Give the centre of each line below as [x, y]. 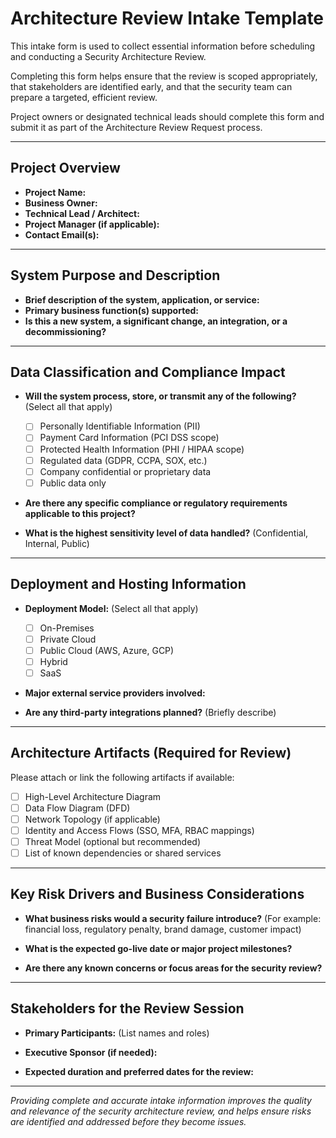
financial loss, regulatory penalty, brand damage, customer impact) [163, 929]
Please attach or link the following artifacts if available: [122, 777]
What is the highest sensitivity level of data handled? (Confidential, [166, 533]
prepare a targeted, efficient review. [84, 97]
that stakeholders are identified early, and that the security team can [151, 86]
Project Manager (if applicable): [92, 224]
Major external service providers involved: [115, 693]
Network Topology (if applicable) [92, 819]
